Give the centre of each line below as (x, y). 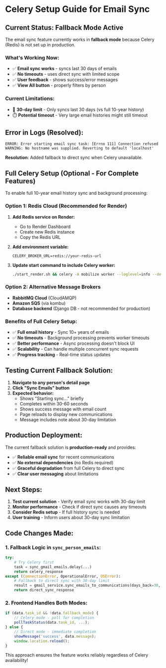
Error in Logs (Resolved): (44, 132)
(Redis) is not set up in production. (40, 45)
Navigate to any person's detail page (51, 383)
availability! (17, 661)
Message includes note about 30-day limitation (68, 419)
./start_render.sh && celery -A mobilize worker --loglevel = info (81, 274)
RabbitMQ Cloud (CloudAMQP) (44, 298)
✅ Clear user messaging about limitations (55, 474)
